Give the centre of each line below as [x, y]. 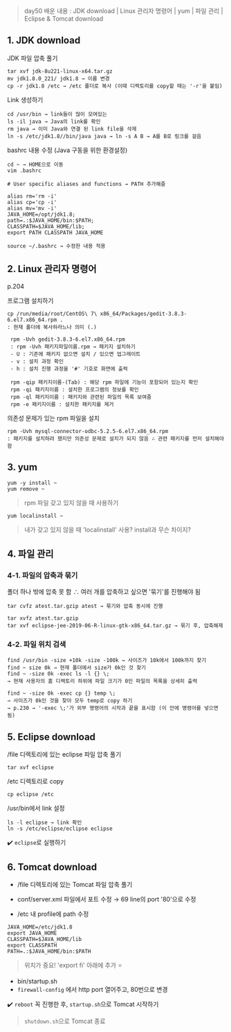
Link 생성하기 [25, 99]
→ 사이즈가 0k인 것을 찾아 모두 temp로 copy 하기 [70, 701]
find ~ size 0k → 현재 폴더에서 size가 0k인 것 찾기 [77, 668]
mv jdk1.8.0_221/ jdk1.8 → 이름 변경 [59, 78]
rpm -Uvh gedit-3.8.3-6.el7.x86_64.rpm [68, 339]
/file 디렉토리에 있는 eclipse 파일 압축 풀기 [64, 754]
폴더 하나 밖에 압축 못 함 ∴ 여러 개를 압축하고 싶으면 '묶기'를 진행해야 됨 [104, 592]
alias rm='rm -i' [32, 196]
